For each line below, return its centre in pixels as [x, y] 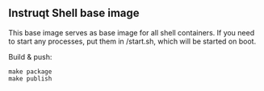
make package [30, 72]
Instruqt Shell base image [74, 13]
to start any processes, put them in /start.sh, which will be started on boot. [132, 41]
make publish [30, 79]
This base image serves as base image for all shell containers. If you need [132, 32]
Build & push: [30, 56]
